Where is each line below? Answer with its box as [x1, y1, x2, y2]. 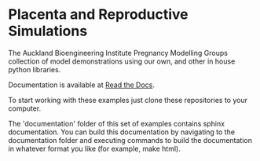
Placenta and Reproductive [8, 5, 189, 24]
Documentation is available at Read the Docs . [8, 80, 156, 90]
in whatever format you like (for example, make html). [8, 144, 181, 153]
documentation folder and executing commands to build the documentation [8, 135, 253, 145]
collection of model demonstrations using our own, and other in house [8, 57, 236, 66]
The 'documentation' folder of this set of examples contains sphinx [8, 119, 225, 128]
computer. [8, 104, 42, 113]
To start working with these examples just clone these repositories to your [8, 95, 247, 104]
